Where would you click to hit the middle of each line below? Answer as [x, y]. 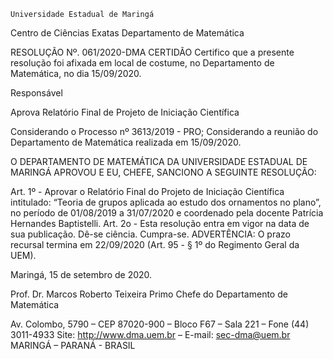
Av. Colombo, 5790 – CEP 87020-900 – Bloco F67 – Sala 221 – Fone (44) [160, 324]
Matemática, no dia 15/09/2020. [76, 73]
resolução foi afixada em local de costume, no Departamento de [142, 63]
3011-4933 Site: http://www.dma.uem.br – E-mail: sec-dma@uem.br [150, 334]
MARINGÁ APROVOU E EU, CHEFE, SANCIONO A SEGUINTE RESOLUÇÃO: [163, 172]
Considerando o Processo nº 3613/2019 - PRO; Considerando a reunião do [164, 131]
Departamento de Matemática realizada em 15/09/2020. [126, 142]
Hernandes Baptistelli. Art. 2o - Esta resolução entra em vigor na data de [160, 223]
